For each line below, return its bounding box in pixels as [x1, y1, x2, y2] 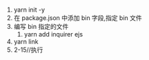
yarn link [13, 37, 39, 46]
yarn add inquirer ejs [23, 30, 83, 39]
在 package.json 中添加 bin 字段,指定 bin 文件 [13, 14, 143, 22]
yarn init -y [13, 6, 46, 14]
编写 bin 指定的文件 [13, 23, 69, 31]
